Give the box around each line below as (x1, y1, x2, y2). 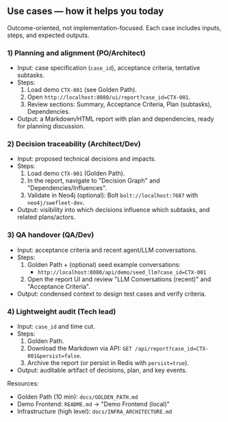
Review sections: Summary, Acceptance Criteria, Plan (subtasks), (27, 100, 212, 108)
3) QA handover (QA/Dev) (7, 230, 94, 239)
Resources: (7, 379, 39, 387)
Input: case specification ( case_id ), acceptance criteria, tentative (16, 64, 201, 72)
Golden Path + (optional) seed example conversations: (27, 260, 181, 268)
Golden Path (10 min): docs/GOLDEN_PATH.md (16, 392, 138, 401)
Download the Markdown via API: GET (27, 344, 132, 352)
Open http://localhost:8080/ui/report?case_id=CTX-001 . (27, 93, 190, 102)
